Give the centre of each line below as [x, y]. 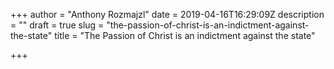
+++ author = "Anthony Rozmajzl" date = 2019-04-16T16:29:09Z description [167, 14]
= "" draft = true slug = [57, 25]
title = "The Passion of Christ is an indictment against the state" [185, 35]
